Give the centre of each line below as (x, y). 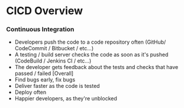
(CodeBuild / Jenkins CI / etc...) (53, 61)
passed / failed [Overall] (44, 73)
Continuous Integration (40, 30)
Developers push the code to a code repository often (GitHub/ (90, 42)
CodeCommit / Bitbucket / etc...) (54, 48)
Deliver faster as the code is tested (57, 86)
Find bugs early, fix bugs (45, 80)
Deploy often (30, 92)
